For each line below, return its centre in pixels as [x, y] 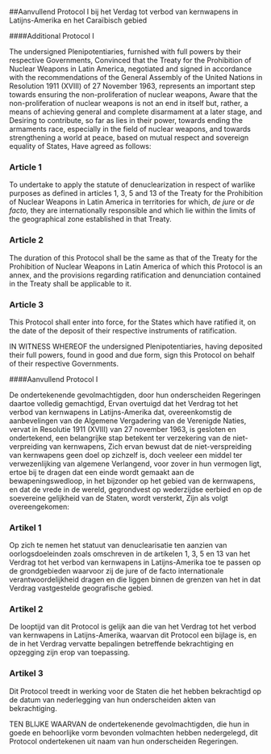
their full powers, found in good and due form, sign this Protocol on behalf [132, 354]
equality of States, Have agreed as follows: [80, 146]
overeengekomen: [39, 506]
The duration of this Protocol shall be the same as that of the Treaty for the [133, 257]
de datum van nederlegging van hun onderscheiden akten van [113, 700]
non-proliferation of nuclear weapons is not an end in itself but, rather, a [129, 103]
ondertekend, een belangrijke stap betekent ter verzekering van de [120, 438]
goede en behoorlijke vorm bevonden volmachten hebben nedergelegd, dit [134, 732]
